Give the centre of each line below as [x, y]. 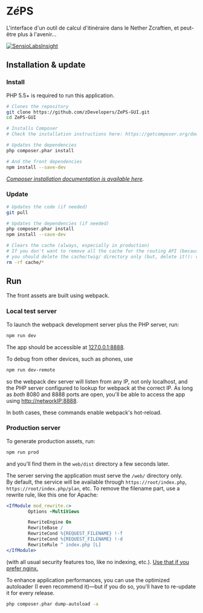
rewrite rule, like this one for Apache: [52, 495]
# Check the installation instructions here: [64, 134]
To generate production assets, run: [51, 441]
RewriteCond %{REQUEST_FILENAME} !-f [75, 534]
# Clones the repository [37, 106]
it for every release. [31, 592]
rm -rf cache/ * [25, 262]
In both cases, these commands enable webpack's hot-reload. [84, 412]
